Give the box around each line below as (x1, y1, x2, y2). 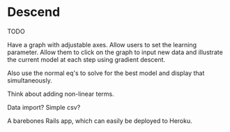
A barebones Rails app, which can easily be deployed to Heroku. (7, 116, 193, 125)
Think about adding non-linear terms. (7, 90, 114, 98)
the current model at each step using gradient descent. (7, 55, 166, 63)
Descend (7, 4, 61, 20)
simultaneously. (7, 76, 52, 84)
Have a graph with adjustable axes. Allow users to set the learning (7, 40, 197, 49)
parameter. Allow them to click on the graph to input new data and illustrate (7, 48, 223, 56)
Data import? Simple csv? (7, 103, 81, 111)
